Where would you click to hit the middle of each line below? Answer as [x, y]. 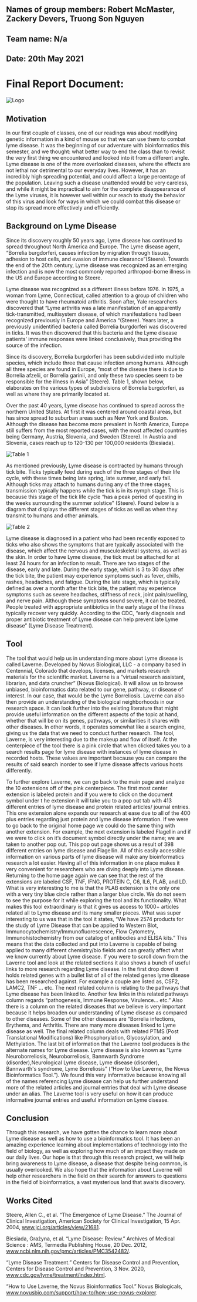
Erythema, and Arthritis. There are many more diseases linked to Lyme [91, 1025]
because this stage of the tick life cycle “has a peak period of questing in [94, 497]
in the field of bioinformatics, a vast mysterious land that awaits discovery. [96, 1182]
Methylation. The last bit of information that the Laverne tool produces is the [98, 1044]
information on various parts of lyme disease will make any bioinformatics [95, 856]
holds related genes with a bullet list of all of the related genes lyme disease [98, 975]
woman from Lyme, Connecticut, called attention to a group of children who [97, 295]
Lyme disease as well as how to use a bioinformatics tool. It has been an [93, 1139]
